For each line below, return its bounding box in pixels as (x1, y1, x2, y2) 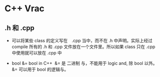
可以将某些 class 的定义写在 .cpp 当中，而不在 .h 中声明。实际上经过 (11, 38, 153, 43)
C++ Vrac (4, 3, 45, 14)
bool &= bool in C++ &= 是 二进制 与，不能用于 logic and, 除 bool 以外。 (11, 60, 158, 66)
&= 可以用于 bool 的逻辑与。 (11, 67, 69, 72)
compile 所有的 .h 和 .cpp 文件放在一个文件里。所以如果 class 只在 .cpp (11, 44, 156, 50)
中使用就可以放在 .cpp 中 (11, 50, 62, 55)
